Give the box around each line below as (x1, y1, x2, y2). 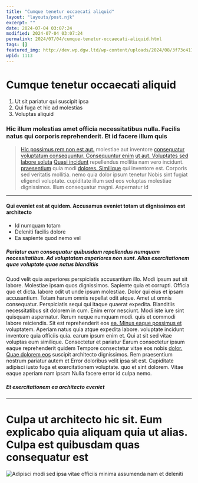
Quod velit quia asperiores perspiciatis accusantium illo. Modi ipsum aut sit (6, 275, 188, 283)
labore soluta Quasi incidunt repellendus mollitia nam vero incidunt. (20, 158, 184, 166)
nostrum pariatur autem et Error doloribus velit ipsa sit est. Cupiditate (6, 357, 174, 364)
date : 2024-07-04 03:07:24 (6, 25, 72, 31)
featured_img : (6, 47, 41, 53)
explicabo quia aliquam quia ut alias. (6, 426, 187, 439)
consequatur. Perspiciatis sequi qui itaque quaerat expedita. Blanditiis (6, 301, 175, 308)
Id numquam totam (14, 222, 61, 229)
